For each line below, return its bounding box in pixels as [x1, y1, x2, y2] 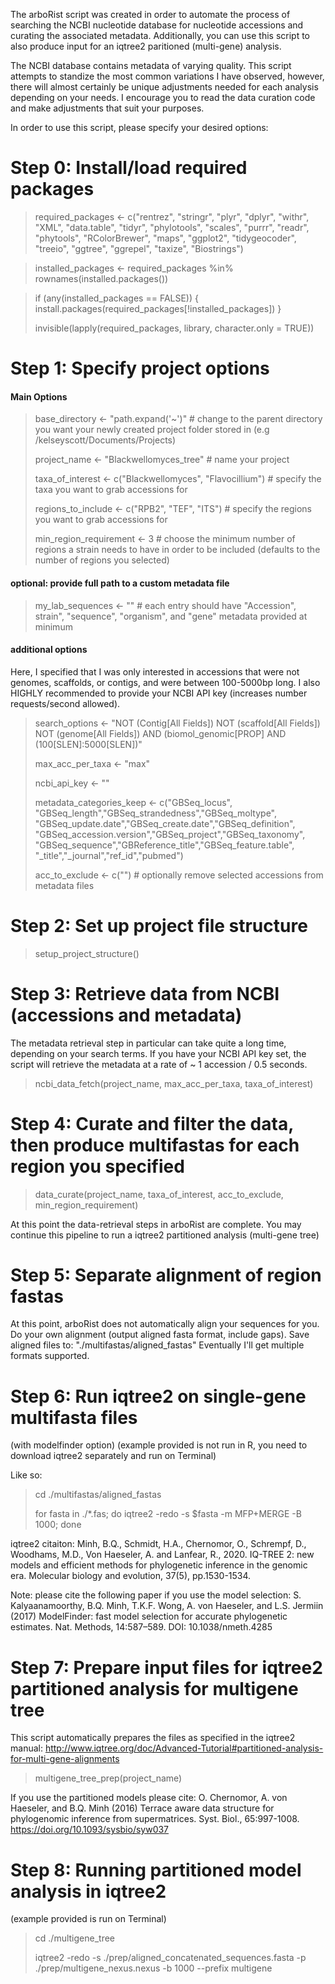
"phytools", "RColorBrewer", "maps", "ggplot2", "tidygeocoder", [34, 232, 297, 244]
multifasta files [10, 1406, 138, 1429]
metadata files [34, 879, 95, 891]
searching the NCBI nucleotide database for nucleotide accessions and [10, 19, 304, 31]
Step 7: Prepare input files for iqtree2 [10, 1656, 323, 1679]
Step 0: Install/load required [10, 157, 248, 179]
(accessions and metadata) [10, 1004, 243, 1026]
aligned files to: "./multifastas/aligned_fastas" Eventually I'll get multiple [10, 1339, 305, 1351]
